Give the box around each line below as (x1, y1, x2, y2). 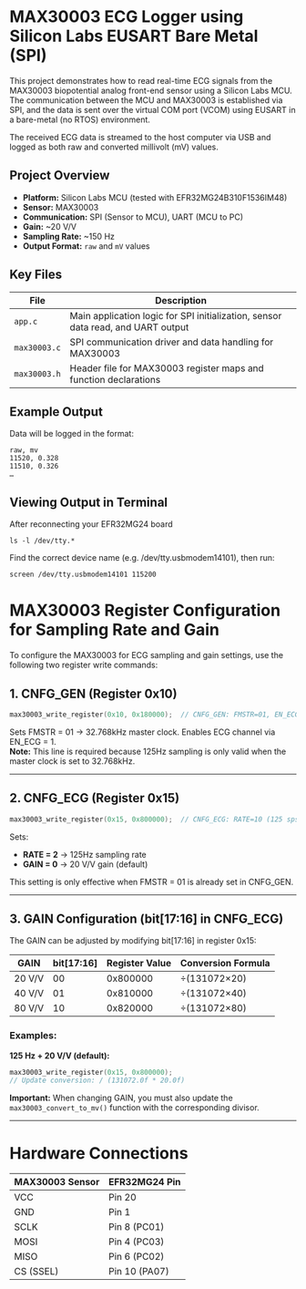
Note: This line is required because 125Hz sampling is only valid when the (9, 746, 287, 757)
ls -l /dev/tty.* (9, 536, 76, 546)
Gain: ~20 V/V (22, 221, 77, 232)
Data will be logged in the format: (9, 428, 135, 439)
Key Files (9, 267, 62, 283)
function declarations (69, 373, 161, 386)
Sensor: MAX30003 (22, 201, 99, 212)
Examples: (9, 1029, 57, 1042)
